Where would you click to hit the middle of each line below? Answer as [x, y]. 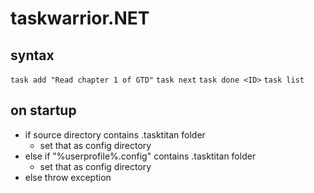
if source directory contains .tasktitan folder [115, 134]
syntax [32, 55]
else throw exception [68, 177]
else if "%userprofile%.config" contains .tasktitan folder [140, 156]
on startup [43, 110]
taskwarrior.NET [80, 18]
